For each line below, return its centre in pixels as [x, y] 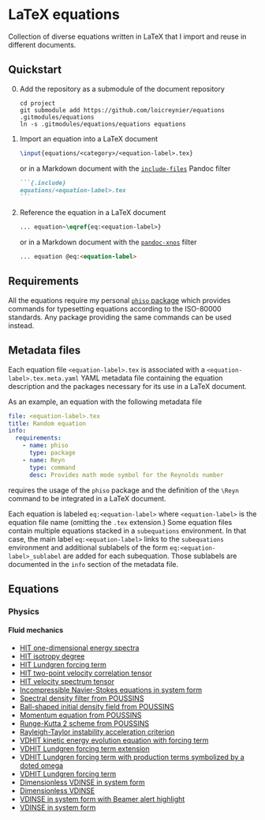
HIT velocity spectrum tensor [67, 682]
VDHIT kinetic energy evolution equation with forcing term [114, 740]
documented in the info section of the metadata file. [93, 564]
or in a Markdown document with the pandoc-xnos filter [108, 242]
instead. [21, 325]
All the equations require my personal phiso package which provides [119, 300]
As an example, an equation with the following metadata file [105, 402]
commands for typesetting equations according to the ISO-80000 [115, 308]
